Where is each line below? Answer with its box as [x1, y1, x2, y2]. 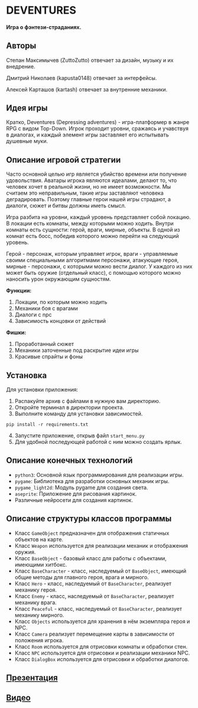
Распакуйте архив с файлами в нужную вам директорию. [14, 398, 161, 405]
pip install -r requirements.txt [6, 422, 89, 428]
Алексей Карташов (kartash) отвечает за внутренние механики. [6, 85, 168, 93]
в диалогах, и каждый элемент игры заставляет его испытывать [6, 131, 169, 138]
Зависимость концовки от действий [14, 318, 106, 325]
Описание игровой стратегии [6, 155, 121, 165]
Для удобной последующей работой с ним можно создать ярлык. [14, 439, 182, 446]
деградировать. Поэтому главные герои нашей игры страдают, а [6, 196, 171, 203]
